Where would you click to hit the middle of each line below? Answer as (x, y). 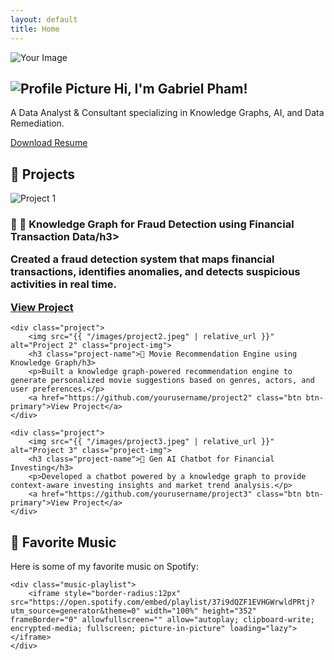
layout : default (44, 19)
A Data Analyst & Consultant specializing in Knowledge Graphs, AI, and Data (167, 113)
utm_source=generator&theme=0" (75, 611)
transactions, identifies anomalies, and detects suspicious (155, 272)
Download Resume (49, 143)
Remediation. (37, 123)
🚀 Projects (43, 174)
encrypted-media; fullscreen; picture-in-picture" (118, 628)
